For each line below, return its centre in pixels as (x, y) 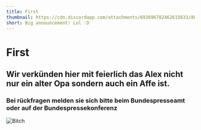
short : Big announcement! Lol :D (48, 23)
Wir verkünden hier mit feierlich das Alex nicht (95, 74)
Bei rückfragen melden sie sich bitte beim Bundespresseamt (96, 100)
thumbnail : (20, 17)
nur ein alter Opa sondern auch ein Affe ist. (88, 83)
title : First (22, 12)
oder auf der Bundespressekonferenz (62, 108)
